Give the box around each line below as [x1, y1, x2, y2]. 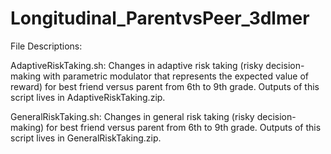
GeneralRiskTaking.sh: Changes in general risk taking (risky [10, 110, 255, 122]
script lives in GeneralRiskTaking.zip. [10, 132, 162, 144]
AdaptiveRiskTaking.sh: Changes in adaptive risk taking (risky [10, 59, 264, 71]
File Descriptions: [10, 40, 83, 52]
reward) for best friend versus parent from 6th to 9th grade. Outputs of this [10, 80, 320, 92]
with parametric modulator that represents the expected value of [42, 70, 309, 82]
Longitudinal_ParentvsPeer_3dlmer [10, 7, 310, 30]
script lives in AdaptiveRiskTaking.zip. [10, 91, 166, 103]
